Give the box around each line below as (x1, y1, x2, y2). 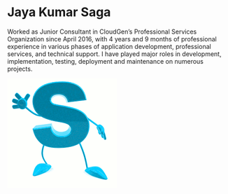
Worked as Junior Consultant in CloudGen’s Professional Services (7, 27, 197, 36)
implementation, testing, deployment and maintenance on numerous (7, 57, 204, 65)
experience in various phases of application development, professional (7, 42, 211, 50)
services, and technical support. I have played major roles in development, (7, 50, 222, 58)
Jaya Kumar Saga (7, 4, 111, 20)
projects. (7, 64, 33, 73)
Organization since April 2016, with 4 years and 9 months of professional (7, 34, 217, 43)
